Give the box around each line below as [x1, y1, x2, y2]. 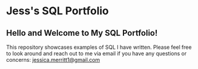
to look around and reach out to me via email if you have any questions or [6, 50, 187, 57]
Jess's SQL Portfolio [6, 4, 109, 18]
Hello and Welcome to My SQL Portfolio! [6, 28, 158, 38]
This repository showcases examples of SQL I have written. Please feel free [6, 43, 192, 51]
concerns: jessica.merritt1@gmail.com [6, 57, 100, 63]
